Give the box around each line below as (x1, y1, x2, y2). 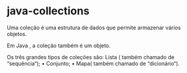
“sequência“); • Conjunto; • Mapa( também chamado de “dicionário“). (7, 60, 180, 67)
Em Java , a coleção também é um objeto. (7, 42, 111, 49)
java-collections (7, 4, 90, 18)
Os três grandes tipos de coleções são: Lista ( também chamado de (7, 53, 175, 60)
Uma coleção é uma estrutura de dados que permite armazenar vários (7, 24, 181, 31)
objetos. (7, 30, 27, 37)
